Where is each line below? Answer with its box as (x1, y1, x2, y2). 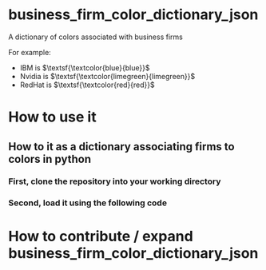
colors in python (8, 152, 92, 165)
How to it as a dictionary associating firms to (8, 140, 235, 153)
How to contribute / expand (8, 227, 193, 245)
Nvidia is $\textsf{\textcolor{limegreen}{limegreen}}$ (19, 71, 196, 81)
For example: (8, 47, 52, 57)
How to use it (8, 108, 97, 126)
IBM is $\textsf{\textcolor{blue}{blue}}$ (19, 62, 150, 73)
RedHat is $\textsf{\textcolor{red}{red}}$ (19, 80, 156, 89)
